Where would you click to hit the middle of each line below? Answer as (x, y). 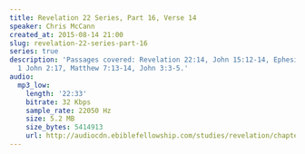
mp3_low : (34, 85)
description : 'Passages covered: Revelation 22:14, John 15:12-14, (140, 60)
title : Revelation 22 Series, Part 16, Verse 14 (103, 18)
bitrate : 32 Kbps (59, 102)
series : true (34, 52)
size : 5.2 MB (50, 119)
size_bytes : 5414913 (64, 128)
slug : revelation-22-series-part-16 (79, 43)
